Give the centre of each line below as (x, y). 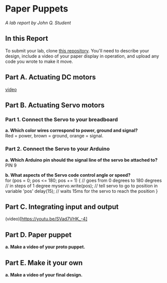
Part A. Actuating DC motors (51, 77)
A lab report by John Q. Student (38, 23)
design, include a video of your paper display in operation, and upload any (82, 56)
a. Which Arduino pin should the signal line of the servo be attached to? (81, 160)
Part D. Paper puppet (38, 235)
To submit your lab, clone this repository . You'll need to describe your (77, 50)
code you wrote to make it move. (39, 61)
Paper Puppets (37, 9)
